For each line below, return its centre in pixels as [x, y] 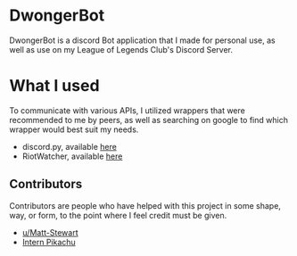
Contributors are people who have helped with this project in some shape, [145, 205]
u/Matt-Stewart [50, 232]
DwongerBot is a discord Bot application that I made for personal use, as [142, 40]
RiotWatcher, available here [72, 156]
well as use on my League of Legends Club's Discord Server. [121, 49]
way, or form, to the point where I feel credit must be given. [118, 215]
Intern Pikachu [49, 242]
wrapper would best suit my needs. [74, 129]
